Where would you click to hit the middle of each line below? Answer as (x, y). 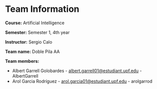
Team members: (22, 61)
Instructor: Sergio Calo (29, 42)
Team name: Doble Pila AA (32, 51)
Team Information (42, 9)
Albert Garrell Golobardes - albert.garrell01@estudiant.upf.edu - (77, 71)
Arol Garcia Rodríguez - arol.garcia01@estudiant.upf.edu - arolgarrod (82, 81)
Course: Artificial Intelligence (35, 23)
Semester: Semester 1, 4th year (37, 32)
